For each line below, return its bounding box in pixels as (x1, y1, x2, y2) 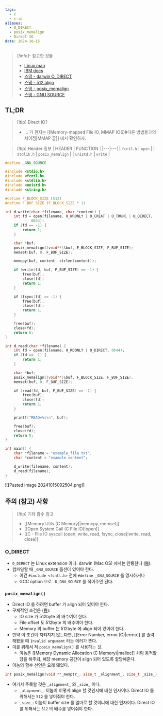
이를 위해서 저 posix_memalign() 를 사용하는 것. (12, 643, 103, 650)
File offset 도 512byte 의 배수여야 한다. (19, 619, 94, 625)
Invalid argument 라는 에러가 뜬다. (30, 638, 98, 643)
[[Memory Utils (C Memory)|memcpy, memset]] (24, 521, 120, 527)
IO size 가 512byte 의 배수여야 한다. (19, 613, 87, 619)
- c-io (9, 16, 23, 21)
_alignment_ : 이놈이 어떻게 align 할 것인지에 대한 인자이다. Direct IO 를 (19, 687, 154, 693)
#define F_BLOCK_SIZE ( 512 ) (5, 196, 62, 201)
